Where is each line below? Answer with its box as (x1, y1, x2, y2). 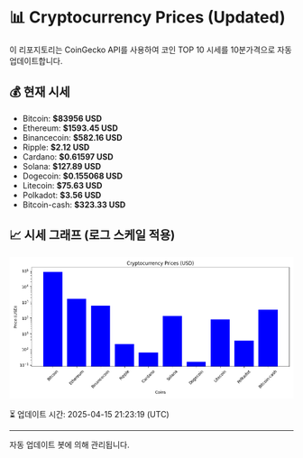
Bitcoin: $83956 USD (22, 113, 102, 124)
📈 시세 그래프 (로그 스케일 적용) (9, 227, 176, 243)
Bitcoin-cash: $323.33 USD (22, 199, 126, 210)
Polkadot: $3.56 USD (22, 189, 102, 200)
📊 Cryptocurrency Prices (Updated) (9, 7, 286, 28)
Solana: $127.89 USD (22, 160, 102, 171)
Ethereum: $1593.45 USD (22, 123, 119, 133)
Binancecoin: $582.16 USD (22, 132, 124, 142)
